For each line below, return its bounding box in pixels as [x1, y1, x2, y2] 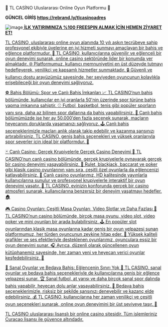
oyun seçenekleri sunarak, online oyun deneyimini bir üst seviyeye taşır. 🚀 [5, 301, 157, 307]
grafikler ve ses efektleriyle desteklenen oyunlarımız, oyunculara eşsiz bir [5, 237, 157, 242]
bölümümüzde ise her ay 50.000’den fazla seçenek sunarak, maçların [5, 115, 149, 121]
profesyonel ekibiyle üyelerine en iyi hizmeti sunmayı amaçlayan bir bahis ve [5, 45, 163, 50]
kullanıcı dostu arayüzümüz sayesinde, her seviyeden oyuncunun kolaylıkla [5, 74, 160, 80]
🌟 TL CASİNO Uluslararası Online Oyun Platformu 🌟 [5, 5, 111, 11]
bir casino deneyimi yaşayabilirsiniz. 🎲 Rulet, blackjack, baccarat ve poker [5, 161, 158, 167]
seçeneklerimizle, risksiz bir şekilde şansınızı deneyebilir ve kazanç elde [5, 288, 154, 294]
